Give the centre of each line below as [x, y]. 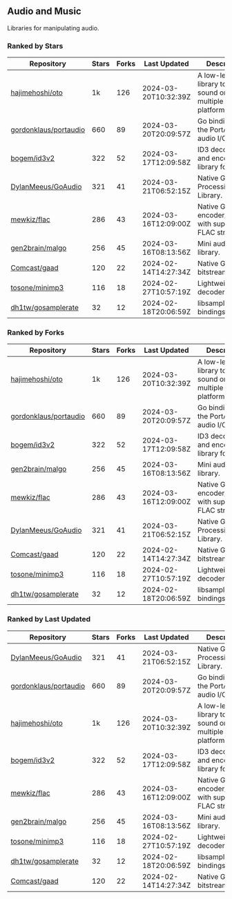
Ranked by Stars [35, 46]
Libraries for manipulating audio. [53, 28]
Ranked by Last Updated [49, 619]
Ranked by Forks [36, 333]
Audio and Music [44, 11]
